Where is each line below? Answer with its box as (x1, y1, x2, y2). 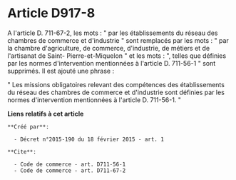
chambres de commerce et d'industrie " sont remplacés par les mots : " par (7, 36, 230, 44)
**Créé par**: (7, 123, 50, 130)
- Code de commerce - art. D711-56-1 (14, 161, 126, 168)
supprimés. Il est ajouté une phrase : (7, 66, 115, 75)
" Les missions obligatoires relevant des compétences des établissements (7, 80, 225, 89)
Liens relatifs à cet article (7, 109, 84, 118)
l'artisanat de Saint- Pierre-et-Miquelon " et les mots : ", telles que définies (7, 51, 227, 60)
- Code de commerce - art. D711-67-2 (14, 166, 126, 174)
